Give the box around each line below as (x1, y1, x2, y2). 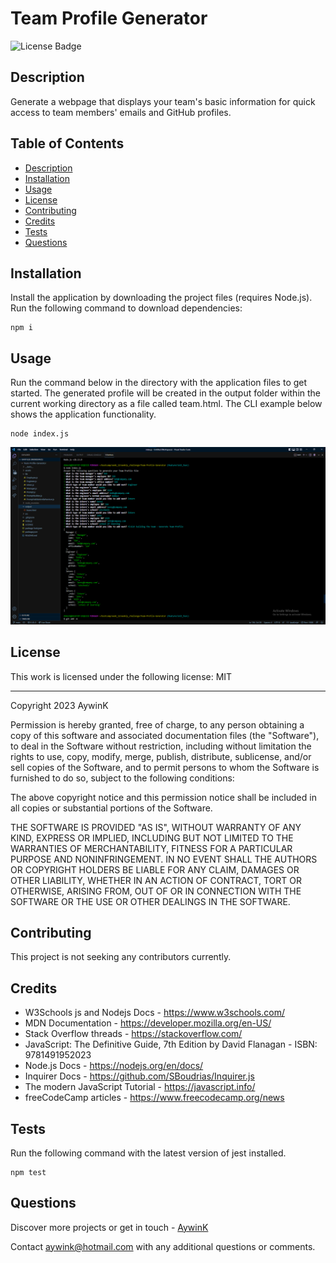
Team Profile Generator (10, 7, 208, 30)
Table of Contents (10, 135, 125, 152)
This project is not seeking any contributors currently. (10, 951, 232, 963)
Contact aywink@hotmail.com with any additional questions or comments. (10, 1240, 316, 1252)
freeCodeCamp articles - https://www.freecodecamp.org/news (24, 1092, 285, 1104)
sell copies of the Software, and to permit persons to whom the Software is (10, 761, 320, 773)
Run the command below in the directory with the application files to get (10, 377, 308, 389)
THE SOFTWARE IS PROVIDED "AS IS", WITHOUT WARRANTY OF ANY (10, 821, 302, 833)
